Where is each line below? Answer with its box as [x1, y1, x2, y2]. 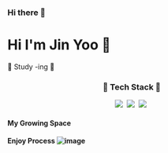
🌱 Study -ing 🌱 [7, 62, 55, 71]
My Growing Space [7, 118, 72, 128]
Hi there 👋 [7, 7, 47, 18]
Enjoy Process [7, 137, 56, 146]
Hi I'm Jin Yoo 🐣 [7, 36, 111, 54]
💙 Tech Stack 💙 [103, 82, 161, 93]
